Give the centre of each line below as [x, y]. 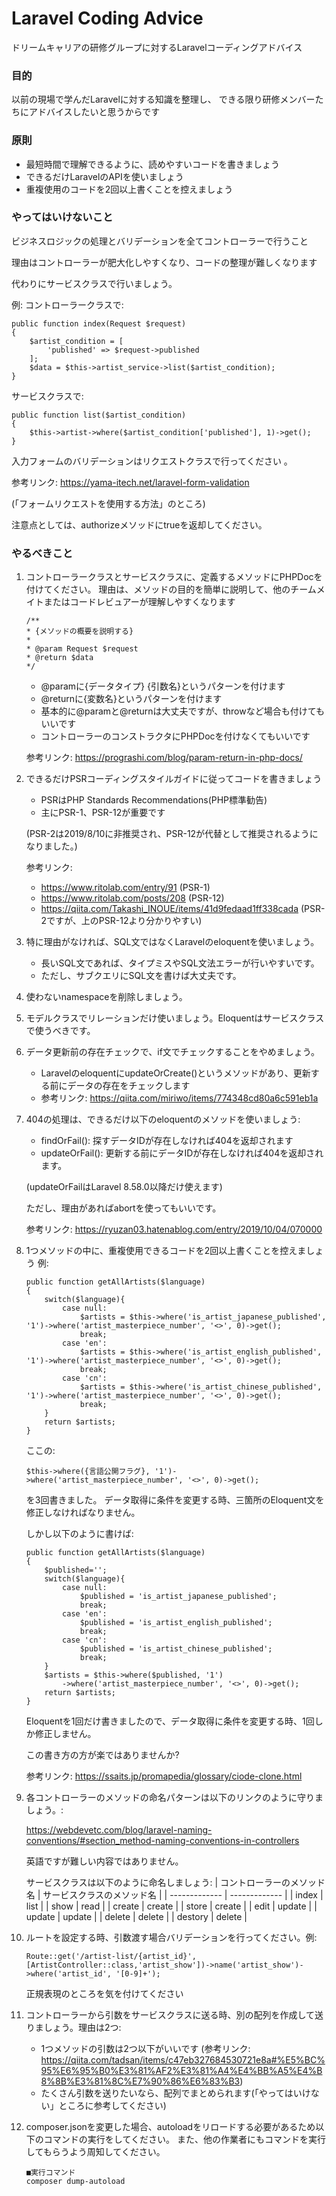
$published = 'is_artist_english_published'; [176, 1623]
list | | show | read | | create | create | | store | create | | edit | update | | [171, 1906]
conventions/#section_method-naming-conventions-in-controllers [162, 1841]
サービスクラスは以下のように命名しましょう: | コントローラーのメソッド [175, 1883]
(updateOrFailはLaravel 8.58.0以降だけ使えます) [124, 1187]
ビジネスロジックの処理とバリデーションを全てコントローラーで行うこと [160, 241]
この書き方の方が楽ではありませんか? [102, 1755]
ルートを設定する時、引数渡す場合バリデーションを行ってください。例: [171, 1938]
